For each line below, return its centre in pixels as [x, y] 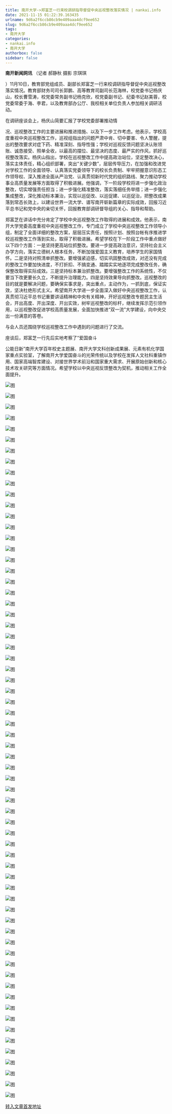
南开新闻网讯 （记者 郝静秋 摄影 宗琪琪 [46, 73]
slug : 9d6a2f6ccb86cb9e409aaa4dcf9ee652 [49, 24]
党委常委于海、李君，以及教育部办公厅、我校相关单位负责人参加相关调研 [81, 103]
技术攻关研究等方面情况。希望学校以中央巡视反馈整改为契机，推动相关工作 [84, 368]
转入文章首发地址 [23, 1106]
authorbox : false [24, 53]
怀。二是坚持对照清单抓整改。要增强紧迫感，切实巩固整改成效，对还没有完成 [86, 258]
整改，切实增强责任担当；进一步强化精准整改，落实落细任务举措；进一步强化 [86, 189]
